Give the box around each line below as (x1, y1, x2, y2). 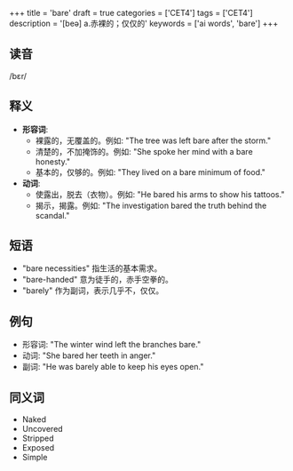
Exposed (21, 443, 55, 453)
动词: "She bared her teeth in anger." (21, 350, 156, 361)
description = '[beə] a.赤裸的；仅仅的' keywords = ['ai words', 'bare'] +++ (9, 18, 279, 28)
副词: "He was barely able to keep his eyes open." (21, 362, 204, 372)
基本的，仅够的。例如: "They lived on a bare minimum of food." (35, 166, 266, 177)
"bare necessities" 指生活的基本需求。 (21, 263, 162, 274)
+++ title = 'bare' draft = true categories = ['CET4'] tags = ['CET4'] (9, 8, 253, 18)
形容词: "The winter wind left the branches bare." (21, 339, 202, 350)
